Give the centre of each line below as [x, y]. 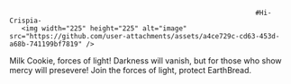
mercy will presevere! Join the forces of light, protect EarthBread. [131, 70]
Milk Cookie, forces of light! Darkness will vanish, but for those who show [145, 61]
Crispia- [26, 21]
